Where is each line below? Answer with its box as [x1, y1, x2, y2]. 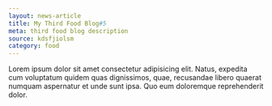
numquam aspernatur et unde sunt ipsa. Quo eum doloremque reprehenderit [8, 82, 264, 91]
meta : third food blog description [8, 27, 129, 35]
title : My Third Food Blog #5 [8, 19, 107, 28]
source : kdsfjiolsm [8, 34, 74, 43]
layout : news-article [8, 11, 82, 20]
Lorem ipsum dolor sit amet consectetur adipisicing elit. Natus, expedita [8, 64, 249, 74]
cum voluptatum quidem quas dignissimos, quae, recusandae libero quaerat [8, 73, 261, 83]
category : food [8, 42, 60, 50]
